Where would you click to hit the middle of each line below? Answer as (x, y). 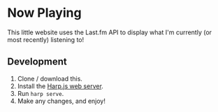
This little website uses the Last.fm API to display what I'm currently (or (109, 32)
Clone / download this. (50, 78)
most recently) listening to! (46, 39)
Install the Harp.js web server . (60, 86)
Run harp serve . (41, 93)
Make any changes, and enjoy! (61, 101)
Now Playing (44, 13)
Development (37, 62)
